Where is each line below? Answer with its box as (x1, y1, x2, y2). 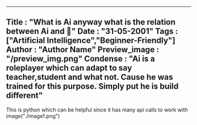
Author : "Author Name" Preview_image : (6, 45, 159, 55)
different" (6, 90, 43, 100)
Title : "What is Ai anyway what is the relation (6, 17, 176, 27)
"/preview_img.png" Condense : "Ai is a (6, 54, 155, 64)
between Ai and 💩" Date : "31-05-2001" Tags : (6, 26, 178, 36)
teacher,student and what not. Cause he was (6, 72, 174, 82)
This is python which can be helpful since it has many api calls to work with (6, 106, 188, 113)
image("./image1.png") (6, 112, 60, 119)
